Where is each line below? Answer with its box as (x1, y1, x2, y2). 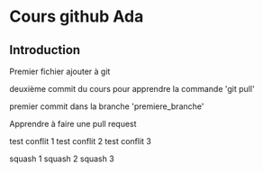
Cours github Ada (9, 6, 144, 27)
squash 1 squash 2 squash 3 (9, 153, 114, 164)
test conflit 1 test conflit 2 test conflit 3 (9, 136, 151, 146)
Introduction (9, 42, 81, 58)
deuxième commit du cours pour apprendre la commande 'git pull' (9, 84, 255, 94)
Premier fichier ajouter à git (9, 66, 111, 77)
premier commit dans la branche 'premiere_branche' (9, 101, 204, 112)
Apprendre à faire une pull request (9, 119, 137, 129)
